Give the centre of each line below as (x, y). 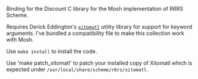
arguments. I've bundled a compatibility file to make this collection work (95, 33)
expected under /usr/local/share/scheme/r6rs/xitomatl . (77, 69)
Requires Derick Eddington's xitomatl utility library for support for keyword (99, 27)
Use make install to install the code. (52, 51)
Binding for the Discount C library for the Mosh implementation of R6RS (95, 9)
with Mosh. (20, 39)
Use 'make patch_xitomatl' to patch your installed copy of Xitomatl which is (99, 63)
